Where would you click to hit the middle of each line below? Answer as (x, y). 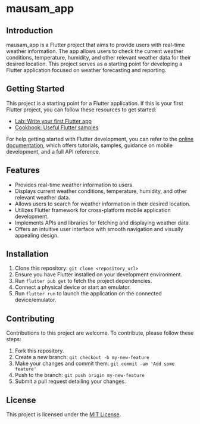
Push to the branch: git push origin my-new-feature (79, 375)
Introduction (30, 31)
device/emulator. (35, 300)
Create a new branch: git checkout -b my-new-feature (82, 357)
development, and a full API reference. (53, 151)
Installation (27, 254)
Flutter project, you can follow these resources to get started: (81, 110)
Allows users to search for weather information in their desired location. (103, 204)
